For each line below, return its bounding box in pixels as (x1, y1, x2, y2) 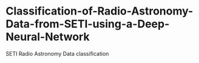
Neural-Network (5, 30, 90, 44)
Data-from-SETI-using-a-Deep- (5, 17, 170, 31)
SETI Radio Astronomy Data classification (5, 50, 109, 57)
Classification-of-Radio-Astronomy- (5, 4, 194, 18)
